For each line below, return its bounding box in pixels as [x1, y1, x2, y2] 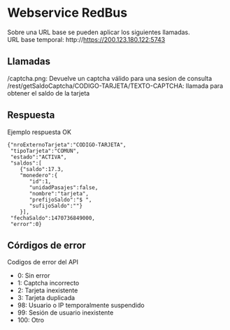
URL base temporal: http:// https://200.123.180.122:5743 [7, 35, 166, 43]
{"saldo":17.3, [20, 165, 64, 172]
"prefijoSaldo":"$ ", [29, 196, 92, 203]
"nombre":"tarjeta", [29, 190, 89, 197]
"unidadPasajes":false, [29, 183, 99, 191]
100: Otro [17, 316, 44, 324]
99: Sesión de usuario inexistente [17, 308, 114, 317]
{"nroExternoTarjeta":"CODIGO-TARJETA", [7, 141, 127, 148]
